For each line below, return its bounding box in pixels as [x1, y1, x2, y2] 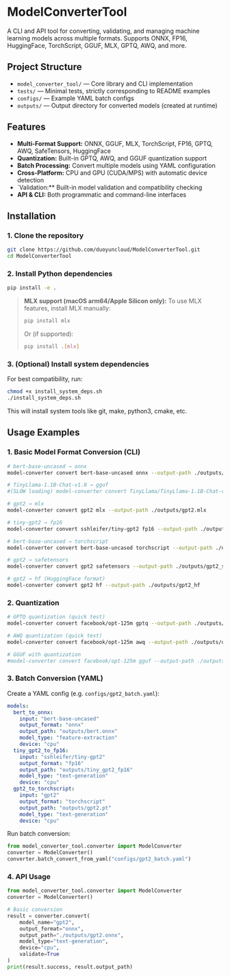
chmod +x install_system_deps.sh [7, 388, 103, 395]
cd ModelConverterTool [7, 253, 72, 260]
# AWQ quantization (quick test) [7, 632, 103, 639]
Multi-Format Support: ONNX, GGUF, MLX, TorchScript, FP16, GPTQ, [16, 139, 214, 147]
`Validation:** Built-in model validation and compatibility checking [16, 183, 203, 191]
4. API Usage [7, 871, 51, 881]
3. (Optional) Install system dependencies [7, 359, 149, 369]
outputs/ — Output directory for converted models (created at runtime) [16, 101, 218, 110]
